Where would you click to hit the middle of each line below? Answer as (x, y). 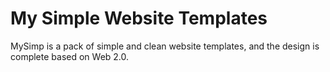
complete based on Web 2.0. (70, 56)
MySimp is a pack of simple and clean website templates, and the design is (165, 46)
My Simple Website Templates (139, 18)
